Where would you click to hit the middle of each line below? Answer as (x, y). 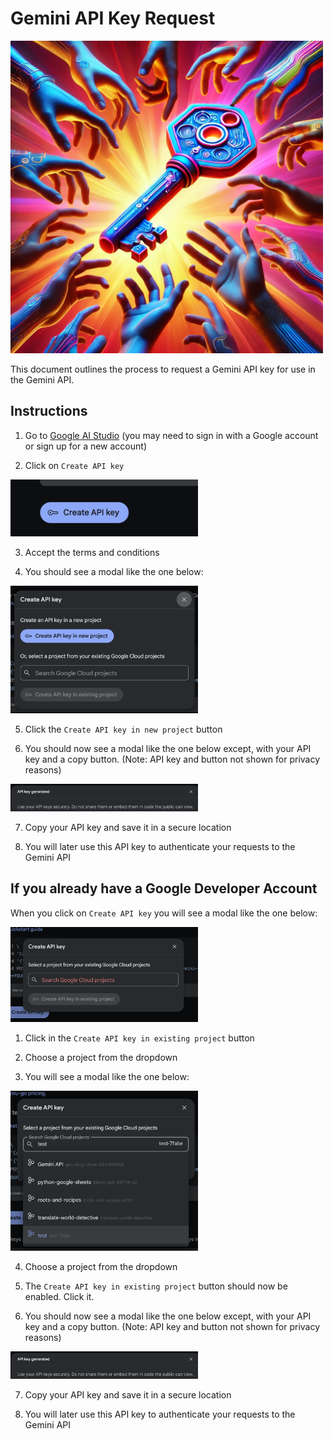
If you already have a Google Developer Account (164, 888)
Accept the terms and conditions (92, 552)
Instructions (49, 411)
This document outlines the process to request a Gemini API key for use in (163, 369)
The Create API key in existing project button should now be (156, 1286)
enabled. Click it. (59, 1296)
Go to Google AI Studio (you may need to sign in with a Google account (171, 435)
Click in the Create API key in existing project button (139, 1038)
